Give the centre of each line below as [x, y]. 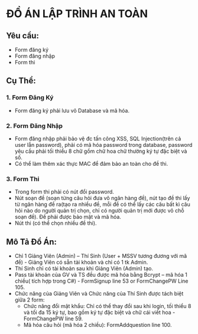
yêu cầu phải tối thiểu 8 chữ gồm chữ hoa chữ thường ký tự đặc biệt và [101, 151]
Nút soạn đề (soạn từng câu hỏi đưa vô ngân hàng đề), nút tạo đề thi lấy [102, 198]
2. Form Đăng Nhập [35, 126]
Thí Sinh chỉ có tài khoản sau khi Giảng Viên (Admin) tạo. [84, 268]
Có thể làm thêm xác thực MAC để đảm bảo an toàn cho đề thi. [91, 163]
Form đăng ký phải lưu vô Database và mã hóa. [72, 110]
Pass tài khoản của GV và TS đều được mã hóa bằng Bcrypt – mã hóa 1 [101, 275]
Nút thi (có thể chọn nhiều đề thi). [56, 223]
